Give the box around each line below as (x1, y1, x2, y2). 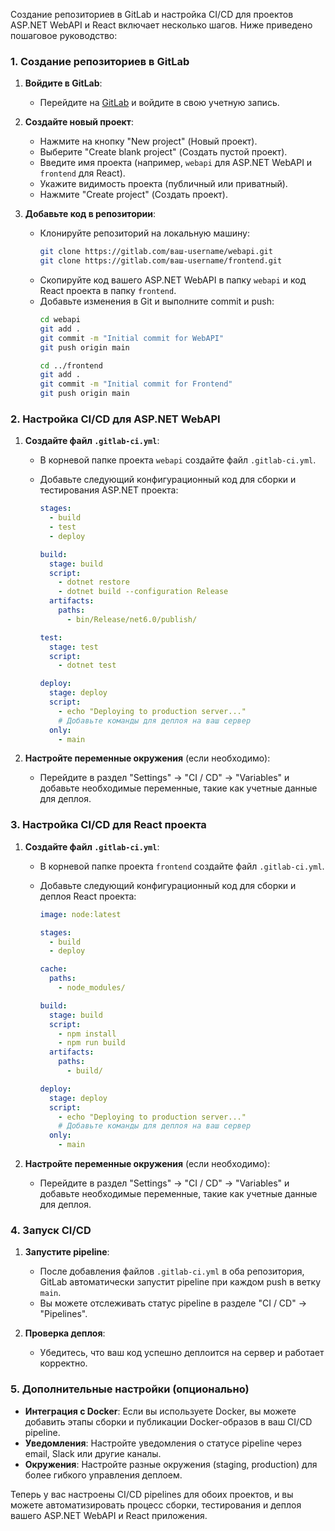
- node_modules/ (58, 983, 126, 993)
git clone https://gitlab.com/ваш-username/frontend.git (39, 256, 283, 266)
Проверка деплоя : (24, 1327, 106, 1339)
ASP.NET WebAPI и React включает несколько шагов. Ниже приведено (10, 19, 313, 31)
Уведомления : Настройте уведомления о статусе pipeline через (24, 1437, 303, 1449)
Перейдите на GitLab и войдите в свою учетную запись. (39, 97, 280, 109)
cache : (39, 964, 68, 974)
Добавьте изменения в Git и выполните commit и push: (39, 295, 275, 308)
